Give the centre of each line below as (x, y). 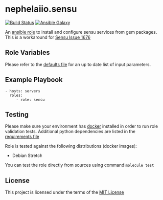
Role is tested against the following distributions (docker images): (71, 146)
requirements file (22, 137)
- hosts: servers (23, 91)
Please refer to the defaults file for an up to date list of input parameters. (78, 64)
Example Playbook (34, 80)
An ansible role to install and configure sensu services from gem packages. (81, 32)
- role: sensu (30, 100)
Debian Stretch (27, 156)
